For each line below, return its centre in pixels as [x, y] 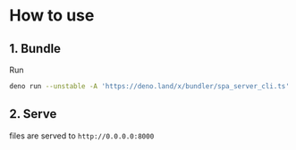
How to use [52, 16]
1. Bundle [35, 49]
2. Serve [33, 114]
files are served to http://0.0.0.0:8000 [82, 136]
